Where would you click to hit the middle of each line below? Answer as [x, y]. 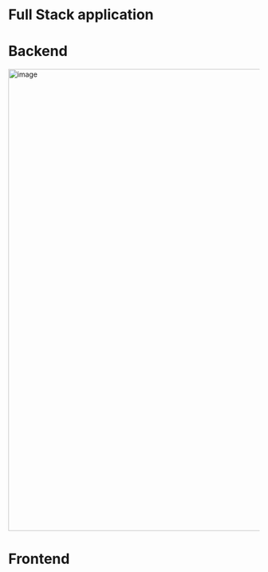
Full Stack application [81, 15]
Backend [38, 52]
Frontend [39, 559]
